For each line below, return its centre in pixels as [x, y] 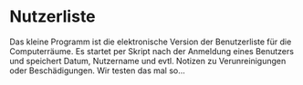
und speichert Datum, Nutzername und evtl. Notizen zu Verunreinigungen [148, 61]
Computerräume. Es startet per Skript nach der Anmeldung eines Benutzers [152, 51]
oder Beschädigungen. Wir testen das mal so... [97, 71]
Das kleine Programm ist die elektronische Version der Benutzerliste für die [151, 42]
